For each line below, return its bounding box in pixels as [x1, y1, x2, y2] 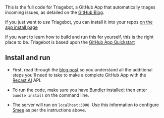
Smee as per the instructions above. [12, 107, 86, 113]
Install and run [5, 54, 51, 62]
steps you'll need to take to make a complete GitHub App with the [12, 72, 147, 78]
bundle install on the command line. [12, 92, 89, 98]
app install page [5, 24, 38, 30]
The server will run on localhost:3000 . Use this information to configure [12, 102, 159, 108]
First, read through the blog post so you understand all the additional [12, 66, 153, 72]
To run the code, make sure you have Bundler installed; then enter [12, 87, 147, 93]
